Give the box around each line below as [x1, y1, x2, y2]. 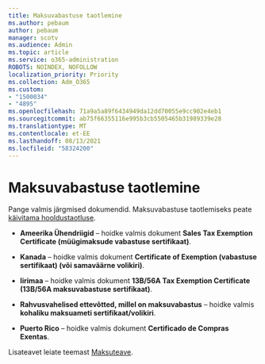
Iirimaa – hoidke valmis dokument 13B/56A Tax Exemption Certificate [19, 276, 251, 285]
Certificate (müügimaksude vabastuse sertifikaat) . [19, 237, 192, 247]
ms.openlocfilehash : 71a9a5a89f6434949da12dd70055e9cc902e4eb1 [8, 108, 222, 116]
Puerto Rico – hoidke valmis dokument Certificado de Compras [19, 324, 229, 333]
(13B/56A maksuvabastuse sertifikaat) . [19, 285, 153, 294]
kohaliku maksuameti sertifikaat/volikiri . [19, 308, 156, 318]
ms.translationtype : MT [8, 122, 87, 130]
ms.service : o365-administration [8, 56, 119, 64]
